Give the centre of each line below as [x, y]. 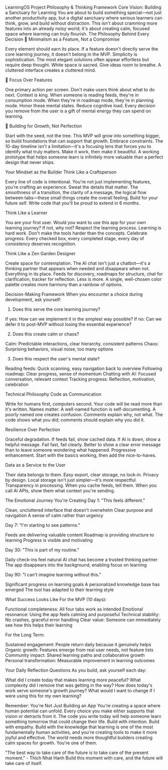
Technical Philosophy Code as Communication [53, 394]
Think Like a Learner [26, 213]
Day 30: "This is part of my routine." [42, 550]
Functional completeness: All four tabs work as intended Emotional [74, 609]
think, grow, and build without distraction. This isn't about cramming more [81, 23]
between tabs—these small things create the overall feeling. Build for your [81, 198]
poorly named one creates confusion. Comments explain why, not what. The [84, 415]
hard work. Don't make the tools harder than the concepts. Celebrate [76, 233]
